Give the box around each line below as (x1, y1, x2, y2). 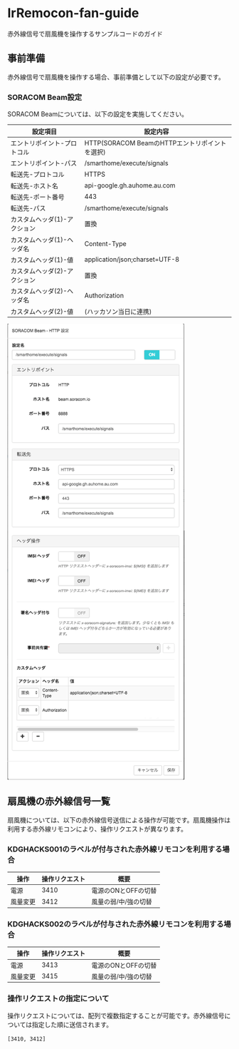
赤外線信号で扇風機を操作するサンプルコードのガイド (7, 29, 164, 38)
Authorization (84, 291, 124, 300)
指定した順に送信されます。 (31, 1020, 112, 1028)
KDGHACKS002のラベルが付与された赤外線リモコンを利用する (7, 918, 224, 928)
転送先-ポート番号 (10, 193, 65, 201)
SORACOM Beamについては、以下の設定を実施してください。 (7, 110, 188, 118)
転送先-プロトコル (10, 170, 65, 179)
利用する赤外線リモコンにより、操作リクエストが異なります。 (7, 824, 187, 833)
